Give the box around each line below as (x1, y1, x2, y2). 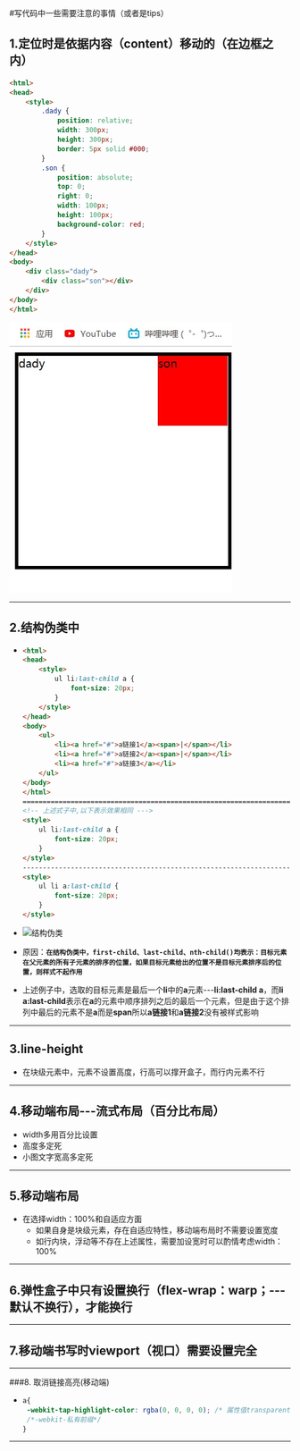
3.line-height (9, 1042, 84, 1057)
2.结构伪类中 (9, 620, 80, 636)
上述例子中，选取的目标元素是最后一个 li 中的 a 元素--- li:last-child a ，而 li (21, 984, 284, 995)
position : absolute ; (56, 173, 134, 181)
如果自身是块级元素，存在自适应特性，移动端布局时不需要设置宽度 (35, 1225, 279, 1236)
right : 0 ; (56, 191, 94, 201)
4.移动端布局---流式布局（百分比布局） (9, 1103, 225, 1119)
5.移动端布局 (9, 1188, 79, 1203)
